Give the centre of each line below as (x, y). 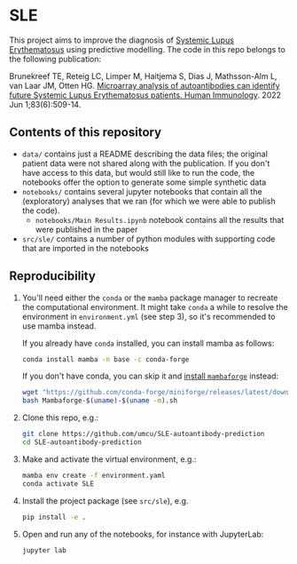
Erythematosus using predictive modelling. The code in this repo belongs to (147, 49)
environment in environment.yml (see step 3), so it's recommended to (148, 316)
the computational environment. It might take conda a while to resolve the (155, 306)
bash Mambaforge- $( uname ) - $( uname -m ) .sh (100, 401)
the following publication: (55, 59)
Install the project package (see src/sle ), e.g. (105, 500)
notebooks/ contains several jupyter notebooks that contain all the (142, 191)
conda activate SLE (58, 484)
